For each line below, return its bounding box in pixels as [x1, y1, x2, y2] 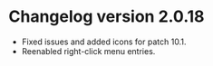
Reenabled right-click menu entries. [21, 45, 156, 56]
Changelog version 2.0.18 [8, 6, 205, 27]
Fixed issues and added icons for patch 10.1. [21, 36, 187, 47]
